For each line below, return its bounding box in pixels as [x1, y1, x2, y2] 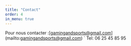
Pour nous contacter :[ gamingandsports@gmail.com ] [5, 30, 113, 36]
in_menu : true [5, 16, 34, 21]
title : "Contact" [5, 7, 41, 12]
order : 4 [5, 12, 23, 17]
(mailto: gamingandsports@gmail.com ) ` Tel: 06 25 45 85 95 [5, 35, 127, 41]
